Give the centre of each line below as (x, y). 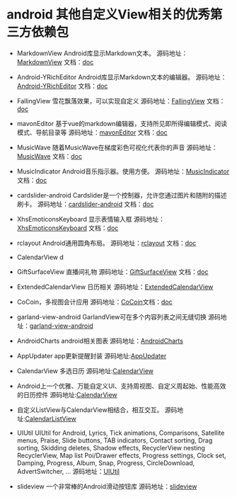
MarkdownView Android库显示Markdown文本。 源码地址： (102, 53)
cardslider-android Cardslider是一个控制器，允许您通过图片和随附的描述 (122, 195)
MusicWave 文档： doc (50, 156)
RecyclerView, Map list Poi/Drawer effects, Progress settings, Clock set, (121, 455)
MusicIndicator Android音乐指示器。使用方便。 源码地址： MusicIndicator (123, 171)
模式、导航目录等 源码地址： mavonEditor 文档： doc (92, 132)
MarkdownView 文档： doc (55, 62)
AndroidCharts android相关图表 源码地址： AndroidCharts (100, 341)
